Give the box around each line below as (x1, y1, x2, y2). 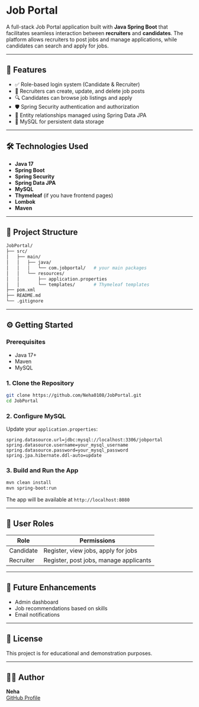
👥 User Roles (6, 519, 54, 529)
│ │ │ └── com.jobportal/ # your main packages (6, 265, 147, 271)
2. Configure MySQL (6, 412, 66, 420)
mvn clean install (6, 479, 52, 486)
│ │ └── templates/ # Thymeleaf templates (6, 282, 150, 288)
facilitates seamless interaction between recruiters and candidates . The (6, 29, 184, 36)
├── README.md (6, 292, 41, 299)
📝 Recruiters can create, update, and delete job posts (14, 87, 145, 94)
